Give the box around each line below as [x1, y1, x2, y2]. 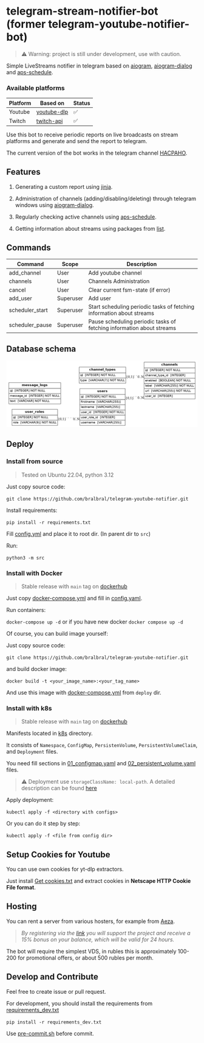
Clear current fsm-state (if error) [88, 286, 171, 293]
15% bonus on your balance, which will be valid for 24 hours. [21, 936, 175, 943]
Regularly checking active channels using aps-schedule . [15, 213, 157, 220]
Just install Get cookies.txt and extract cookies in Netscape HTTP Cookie [6, 877, 191, 884]
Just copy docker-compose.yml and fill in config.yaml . [6, 594, 143, 602]
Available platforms [6, 83, 65, 92]
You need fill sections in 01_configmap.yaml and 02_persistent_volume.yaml [6, 760, 196, 767]
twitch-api [36, 117, 63, 124]
